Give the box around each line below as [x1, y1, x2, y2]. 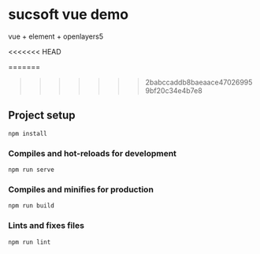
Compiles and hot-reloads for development [8, 148, 177, 159]
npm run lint [8, 238, 51, 246]
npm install [8, 129, 47, 137]
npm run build [8, 202, 55, 210]
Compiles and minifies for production [8, 184, 154, 195]
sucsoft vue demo [8, 6, 128, 24]
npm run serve [8, 166, 55, 174]
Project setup [8, 109, 76, 122]
